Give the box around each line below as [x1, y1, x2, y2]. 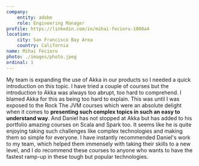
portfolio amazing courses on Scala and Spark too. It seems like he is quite [6, 121, 192, 128]
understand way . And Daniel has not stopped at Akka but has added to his [6, 114, 192, 121]
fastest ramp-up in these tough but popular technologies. [6, 153, 149, 160]
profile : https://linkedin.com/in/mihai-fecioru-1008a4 [6, 25, 150, 32]
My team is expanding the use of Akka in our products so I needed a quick [6, 76, 191, 83]
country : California [17, 43, 69, 49]
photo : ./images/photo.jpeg [6, 54, 77, 60]
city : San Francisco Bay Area [17, 37, 93, 43]
